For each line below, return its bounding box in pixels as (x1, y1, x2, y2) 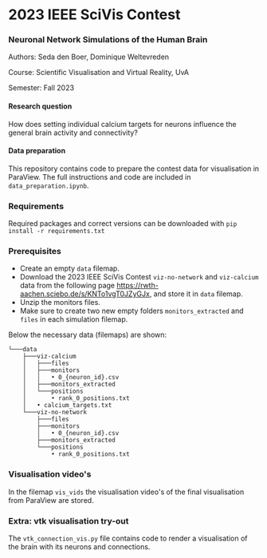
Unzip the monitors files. (19, 298, 101, 307)
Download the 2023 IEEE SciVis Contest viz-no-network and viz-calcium (19, 272, 259, 282)
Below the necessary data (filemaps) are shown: (8, 330, 167, 340)
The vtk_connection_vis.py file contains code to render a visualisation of (8, 533, 248, 544)
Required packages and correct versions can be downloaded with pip (8, 219, 238, 228)
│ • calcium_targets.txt (22, 402, 112, 410)
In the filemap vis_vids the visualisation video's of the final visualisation (8, 487, 245, 497)
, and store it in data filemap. (149, 289, 243, 299)
